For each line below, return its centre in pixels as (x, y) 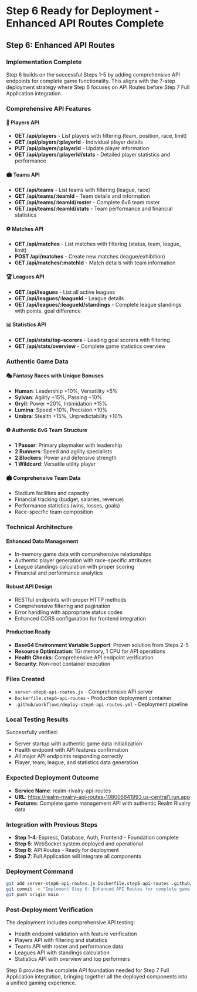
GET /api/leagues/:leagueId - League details (69, 298)
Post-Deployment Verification (50, 910)
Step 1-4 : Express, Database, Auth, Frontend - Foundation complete (96, 838)
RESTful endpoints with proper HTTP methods (70, 599)
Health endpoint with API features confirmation (71, 750)
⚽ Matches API (25, 228)
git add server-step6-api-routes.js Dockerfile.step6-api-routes (87, 884)
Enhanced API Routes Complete (85, 23)
